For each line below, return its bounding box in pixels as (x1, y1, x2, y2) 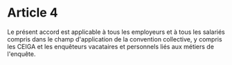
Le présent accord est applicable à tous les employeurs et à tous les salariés (7, 28, 225, 36)
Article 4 (7, 5, 59, 21)
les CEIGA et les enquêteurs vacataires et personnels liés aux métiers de (7, 42, 215, 50)
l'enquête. (7, 50, 36, 58)
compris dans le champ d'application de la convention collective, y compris (7, 35, 223, 43)
